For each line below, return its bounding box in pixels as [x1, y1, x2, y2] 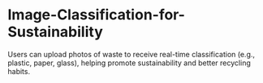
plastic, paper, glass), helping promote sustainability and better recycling [7, 58, 251, 68]
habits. [7, 66, 30, 76]
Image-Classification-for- [7, 6, 186, 24]
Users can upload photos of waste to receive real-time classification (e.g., [7, 49, 256, 59]
